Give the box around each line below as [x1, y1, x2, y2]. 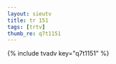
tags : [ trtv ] [7, 23, 46, 30]
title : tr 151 [7, 17, 49, 24]
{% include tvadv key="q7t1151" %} [7, 49, 110, 58]
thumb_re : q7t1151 [7, 30, 61, 37]
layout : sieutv [7, 10, 52, 18]
